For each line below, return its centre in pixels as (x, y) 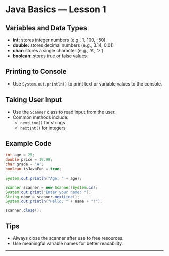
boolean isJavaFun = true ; (33, 169)
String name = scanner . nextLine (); (43, 197)
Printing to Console (36, 72)
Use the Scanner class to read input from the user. (64, 112)
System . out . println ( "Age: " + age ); (44, 178)
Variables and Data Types (46, 28)
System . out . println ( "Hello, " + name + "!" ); (54, 201)
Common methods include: (40, 117)
